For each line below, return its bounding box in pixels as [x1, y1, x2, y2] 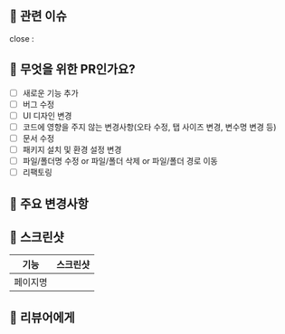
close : [9, 33, 34, 43]
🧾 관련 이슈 [9, 8, 68, 24]
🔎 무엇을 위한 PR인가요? [9, 62, 136, 77]
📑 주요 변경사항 [9, 196, 89, 211]
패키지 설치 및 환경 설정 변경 [22, 144, 122, 155]
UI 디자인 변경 [22, 110, 72, 120]
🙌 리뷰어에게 [9, 310, 75, 325]
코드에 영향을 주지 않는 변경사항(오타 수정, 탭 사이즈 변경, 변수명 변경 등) [22, 121, 277, 132]
